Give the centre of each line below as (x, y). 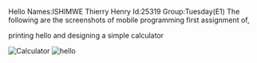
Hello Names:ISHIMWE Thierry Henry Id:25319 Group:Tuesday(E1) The (124, 12)
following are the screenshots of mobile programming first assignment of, (129, 20)
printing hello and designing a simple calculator (86, 35)
